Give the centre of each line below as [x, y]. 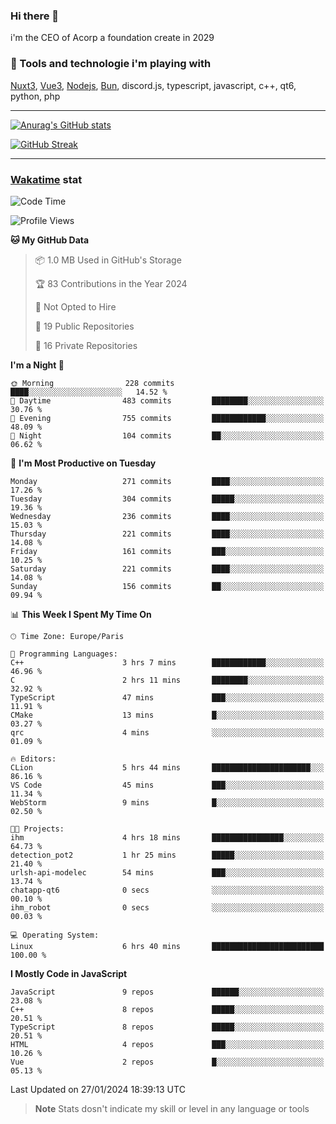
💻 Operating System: [55, 935]
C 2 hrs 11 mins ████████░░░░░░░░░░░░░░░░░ [167, 680]
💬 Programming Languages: [64, 654]
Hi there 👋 [35, 16]
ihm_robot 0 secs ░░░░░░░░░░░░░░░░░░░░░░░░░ [167, 907]
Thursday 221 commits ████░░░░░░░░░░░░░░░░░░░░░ [167, 534]
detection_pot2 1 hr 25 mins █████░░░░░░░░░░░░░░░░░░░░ [167, 855]
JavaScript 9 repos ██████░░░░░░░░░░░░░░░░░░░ [167, 992]
